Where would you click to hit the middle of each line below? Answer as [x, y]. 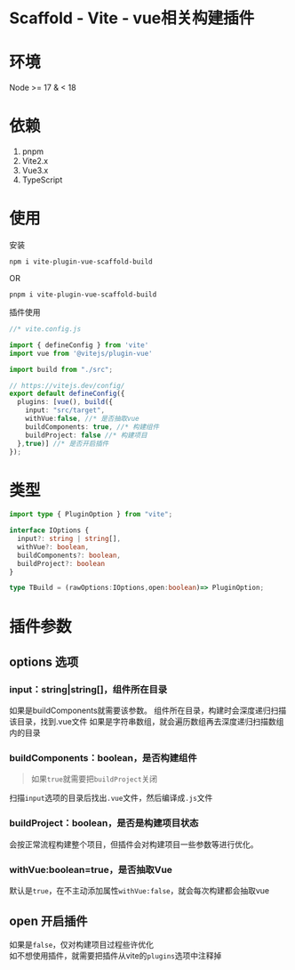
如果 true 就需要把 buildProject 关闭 [94, 779]
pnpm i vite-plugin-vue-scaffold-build [83, 295]
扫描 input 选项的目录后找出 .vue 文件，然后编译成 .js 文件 [111, 798]
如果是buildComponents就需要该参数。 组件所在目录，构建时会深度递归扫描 [148, 711]
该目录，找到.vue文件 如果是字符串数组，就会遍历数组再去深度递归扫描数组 [147, 722]
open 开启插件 [48, 921]
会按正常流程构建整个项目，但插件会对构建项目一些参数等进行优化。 [134, 844]
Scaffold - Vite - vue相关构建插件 [132, 18]
